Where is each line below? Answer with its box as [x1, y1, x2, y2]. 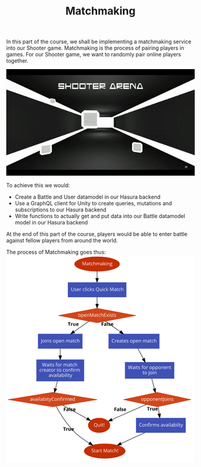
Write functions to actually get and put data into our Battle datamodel [14, 212, 185, 220]
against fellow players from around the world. [6, 237, 118, 244]
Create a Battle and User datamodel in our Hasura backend [14, 193, 161, 200]
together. [6, 57, 29, 64]
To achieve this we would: [6, 182, 71, 189]
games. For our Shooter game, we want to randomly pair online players [6, 51, 181, 58]
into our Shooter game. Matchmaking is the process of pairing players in [6, 44, 184, 52]
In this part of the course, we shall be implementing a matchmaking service [6, 38, 191, 46]
